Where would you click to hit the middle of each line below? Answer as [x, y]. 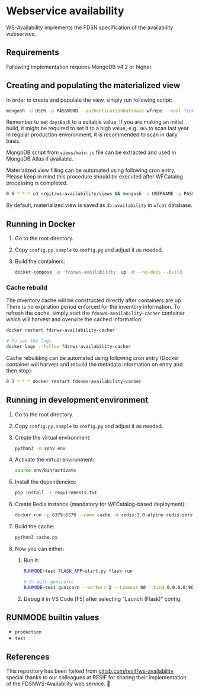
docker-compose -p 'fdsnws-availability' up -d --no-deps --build [98, 272]
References [28, 656]
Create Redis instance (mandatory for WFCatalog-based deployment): [100, 504]
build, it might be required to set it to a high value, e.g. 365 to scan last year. [98, 128]
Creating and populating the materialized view [93, 85]
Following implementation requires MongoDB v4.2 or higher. [79, 67]
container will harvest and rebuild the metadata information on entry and [94, 364]
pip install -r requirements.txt [56, 493]
